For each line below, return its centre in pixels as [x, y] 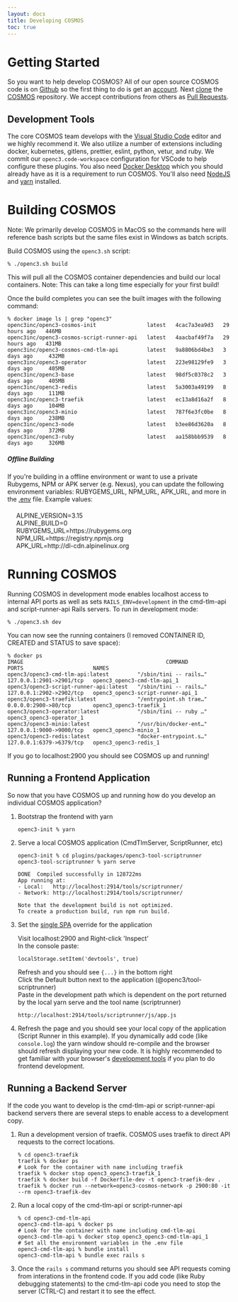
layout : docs [27, 14]
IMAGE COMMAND [98, 662]
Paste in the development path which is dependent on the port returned [122, 994]
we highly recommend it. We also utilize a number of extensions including [115, 144]
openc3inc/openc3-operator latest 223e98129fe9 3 [117, 362]
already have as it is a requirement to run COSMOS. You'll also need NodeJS [119, 174]
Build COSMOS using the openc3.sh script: [69, 251]
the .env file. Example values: [50, 499]
